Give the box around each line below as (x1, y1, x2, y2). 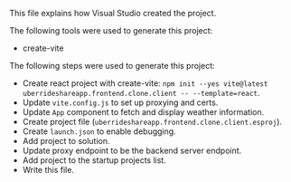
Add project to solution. (22, 136, 110, 146)
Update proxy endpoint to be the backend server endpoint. (22, 145, 242, 156)
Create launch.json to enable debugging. (22, 126, 176, 137)
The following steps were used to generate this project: (9, 61, 215, 71)
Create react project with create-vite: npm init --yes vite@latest (22, 78, 268, 89)
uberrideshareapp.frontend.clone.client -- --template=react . (22, 88, 260, 98)
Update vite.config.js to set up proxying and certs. (22, 97, 219, 108)
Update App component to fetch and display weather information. (22, 107, 265, 117)
